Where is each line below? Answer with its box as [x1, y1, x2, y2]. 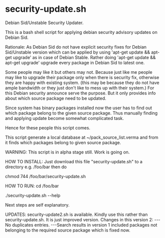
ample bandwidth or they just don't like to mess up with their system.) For [5, 85, 154, 90]
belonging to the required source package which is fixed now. [5, 227, 131, 233]
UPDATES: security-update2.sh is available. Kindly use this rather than [5, 211, 148, 217]
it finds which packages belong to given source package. [5, 139, 122, 146]
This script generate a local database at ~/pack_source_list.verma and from [5, 134, 159, 140]
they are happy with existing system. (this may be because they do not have [5, 80, 160, 86]
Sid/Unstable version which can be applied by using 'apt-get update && [5, 49, 150, 55]
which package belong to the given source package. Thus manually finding [5, 110, 158, 116]
